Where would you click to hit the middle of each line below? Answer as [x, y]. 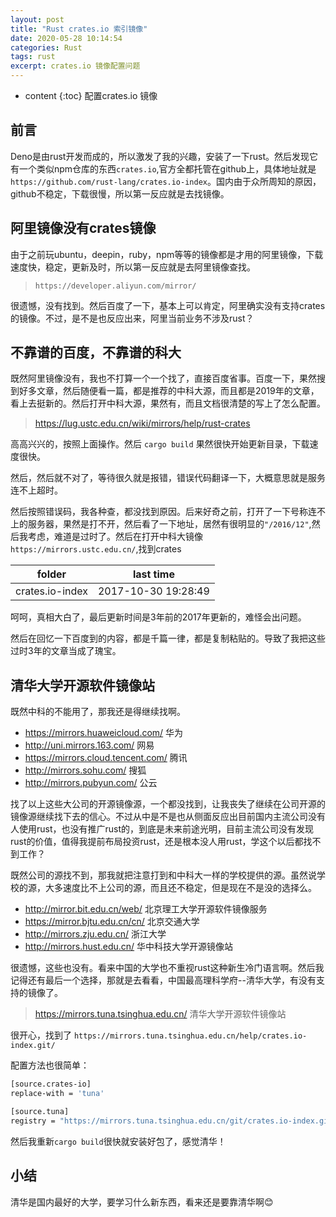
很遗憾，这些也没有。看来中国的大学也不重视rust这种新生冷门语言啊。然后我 [167, 968]
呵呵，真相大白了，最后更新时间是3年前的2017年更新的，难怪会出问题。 [158, 617]
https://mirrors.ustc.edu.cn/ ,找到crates [96, 549]
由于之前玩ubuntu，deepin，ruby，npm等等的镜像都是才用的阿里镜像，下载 [167, 254]
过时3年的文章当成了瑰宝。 [66, 651]
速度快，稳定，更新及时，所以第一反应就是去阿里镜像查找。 [133, 267]
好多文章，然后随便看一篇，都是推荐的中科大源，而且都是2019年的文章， [169, 391]
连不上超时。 [36, 490]
